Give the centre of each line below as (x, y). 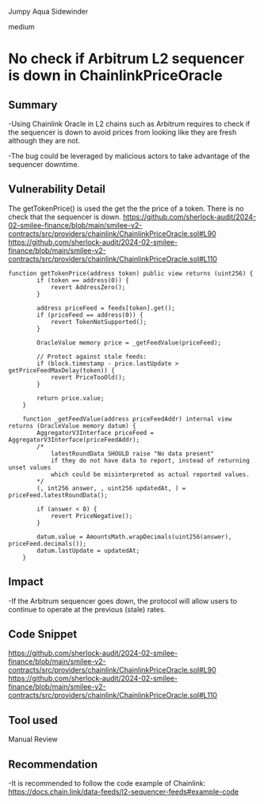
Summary (33, 105)
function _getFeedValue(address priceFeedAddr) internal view (127, 419)
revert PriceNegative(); (92, 516)
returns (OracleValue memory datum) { (72, 426)
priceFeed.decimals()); (48, 543)
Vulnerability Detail (57, 189)
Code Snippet (43, 634)
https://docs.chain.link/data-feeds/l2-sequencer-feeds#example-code (124, 792)
